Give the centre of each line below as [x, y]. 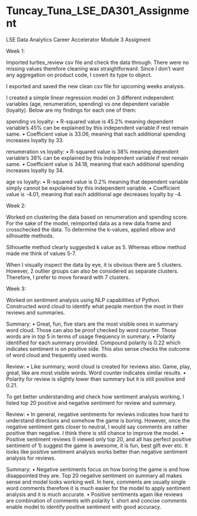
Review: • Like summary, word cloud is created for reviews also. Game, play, [99, 366]
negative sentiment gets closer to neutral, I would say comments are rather [97, 427]
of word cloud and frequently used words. [57, 355]
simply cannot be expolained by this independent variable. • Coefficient [93, 188]
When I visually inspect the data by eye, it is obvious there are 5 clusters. [94, 264]
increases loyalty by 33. [35, 140]
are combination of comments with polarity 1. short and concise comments [96, 500]
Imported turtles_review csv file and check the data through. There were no [98, 62]
